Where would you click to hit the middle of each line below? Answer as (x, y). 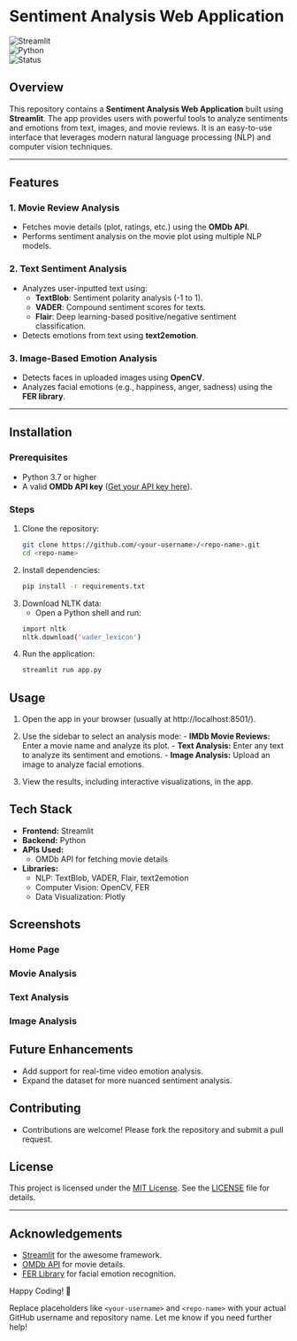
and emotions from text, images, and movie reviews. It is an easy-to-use (141, 128)
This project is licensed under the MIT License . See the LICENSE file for (140, 1188)
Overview (37, 87)
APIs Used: (43, 849)
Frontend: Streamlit (58, 831)
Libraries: (40, 868)
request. (37, 1139)
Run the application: (58, 654)
